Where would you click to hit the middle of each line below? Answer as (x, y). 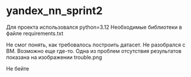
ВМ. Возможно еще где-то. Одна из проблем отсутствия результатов (94, 51)
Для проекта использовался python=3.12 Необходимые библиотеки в (94, 27)
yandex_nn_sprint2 (54, 11)
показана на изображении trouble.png (54, 57)
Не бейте (18, 68)
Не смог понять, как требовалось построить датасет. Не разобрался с (96, 45)
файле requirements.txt (35, 33)
